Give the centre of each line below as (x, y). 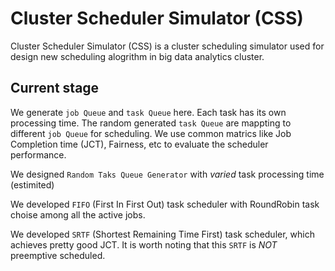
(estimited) (32, 184)
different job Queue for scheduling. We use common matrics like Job (151, 133)
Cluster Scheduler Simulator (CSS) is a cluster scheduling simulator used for (167, 46)
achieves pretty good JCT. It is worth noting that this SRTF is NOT (144, 244)
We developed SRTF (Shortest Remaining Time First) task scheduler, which (162, 234)
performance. (38, 154)
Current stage (55, 88)
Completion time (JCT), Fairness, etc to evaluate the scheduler (139, 144)
